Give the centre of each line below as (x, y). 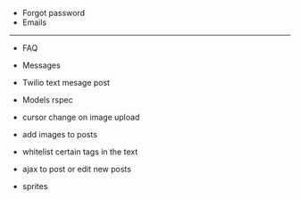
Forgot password (53, 13)
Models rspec (47, 100)
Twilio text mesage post (66, 83)
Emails (34, 22)
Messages (41, 65)
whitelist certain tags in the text (80, 152)
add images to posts (60, 134)
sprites (35, 186)
